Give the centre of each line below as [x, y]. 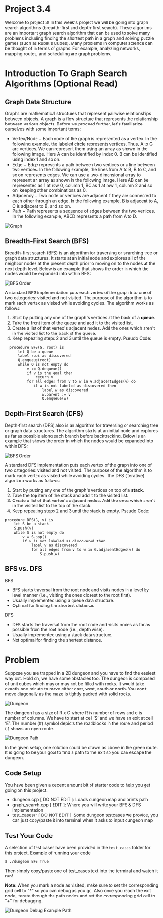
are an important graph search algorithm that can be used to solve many [78, 33]
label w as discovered [65, 390]
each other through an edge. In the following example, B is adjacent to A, [85, 201]
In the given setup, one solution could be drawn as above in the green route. [81, 748]
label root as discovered [44, 356]
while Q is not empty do [43, 364]
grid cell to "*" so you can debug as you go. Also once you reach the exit [78, 890]
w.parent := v [56, 394]
